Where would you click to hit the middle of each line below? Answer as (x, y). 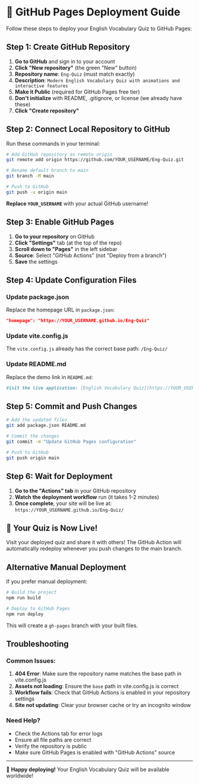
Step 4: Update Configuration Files (71, 280)
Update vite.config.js (37, 336)
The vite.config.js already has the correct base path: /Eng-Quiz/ (87, 349)
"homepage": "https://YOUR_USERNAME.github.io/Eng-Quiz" (78, 321)
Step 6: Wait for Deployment (60, 476)
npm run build (24, 598)
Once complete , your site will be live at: (63, 503)
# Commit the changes (33, 436)
